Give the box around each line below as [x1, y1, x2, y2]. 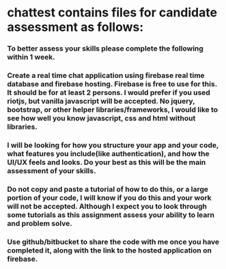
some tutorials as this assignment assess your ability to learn [7, 210, 215, 220]
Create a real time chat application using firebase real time [7, 71, 205, 80]
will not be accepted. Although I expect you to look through [7, 201, 207, 211]
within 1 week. [7, 53, 56, 62]
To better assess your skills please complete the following [7, 44, 203, 53]
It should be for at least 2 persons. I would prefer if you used [7, 88, 210, 97]
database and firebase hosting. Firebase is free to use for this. [7, 79, 217, 89]
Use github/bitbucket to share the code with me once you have [7, 237, 220, 246]
